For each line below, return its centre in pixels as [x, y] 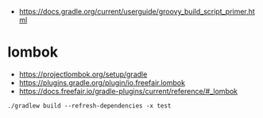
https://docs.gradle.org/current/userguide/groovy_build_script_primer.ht [137, 12]
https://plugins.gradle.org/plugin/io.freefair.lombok [102, 82]
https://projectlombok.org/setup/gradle [83, 74]
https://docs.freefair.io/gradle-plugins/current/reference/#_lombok [128, 91]
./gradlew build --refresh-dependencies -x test [89, 106]
